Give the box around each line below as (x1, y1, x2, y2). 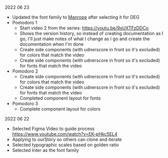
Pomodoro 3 (12, 101, 39, 106)
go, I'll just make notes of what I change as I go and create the (19, 36, 150, 42)
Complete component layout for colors (19, 106, 101, 112)
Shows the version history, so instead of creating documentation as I (19, 30, 163, 36)
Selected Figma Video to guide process (12, 125, 95, 132)
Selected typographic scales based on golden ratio (12, 142, 119, 148)
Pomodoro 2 (12, 68, 39, 74)
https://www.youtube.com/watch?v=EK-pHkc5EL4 (12, 131, 118, 137)
